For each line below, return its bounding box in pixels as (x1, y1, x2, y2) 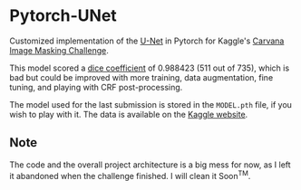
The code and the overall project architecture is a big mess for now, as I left (9, 159, 292, 170)
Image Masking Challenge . (9, 44, 109, 55)
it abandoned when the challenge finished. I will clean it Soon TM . (9, 168, 251, 181)
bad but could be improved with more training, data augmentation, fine (9, 71, 274, 82)
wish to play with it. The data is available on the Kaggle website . (9, 109, 248, 119)
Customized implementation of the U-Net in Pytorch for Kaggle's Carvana (9, 35, 285, 46)
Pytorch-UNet (9, 5, 118, 26)
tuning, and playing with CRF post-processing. (9, 81, 183, 92)
